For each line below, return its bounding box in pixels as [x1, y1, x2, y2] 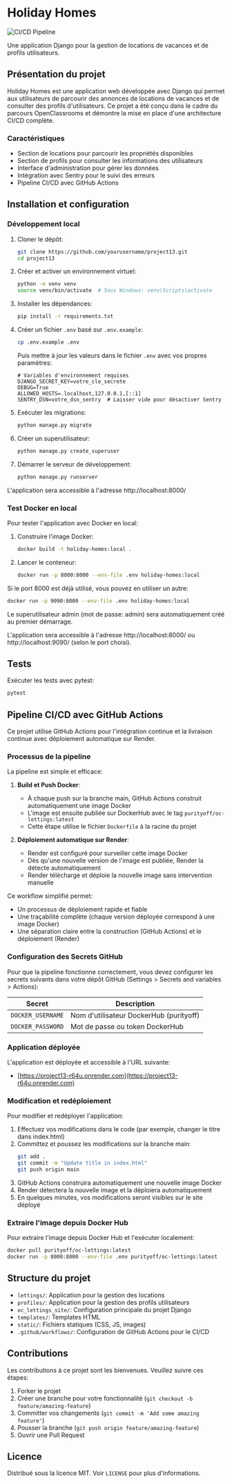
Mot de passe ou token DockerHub [70, 1022, 184, 1031]
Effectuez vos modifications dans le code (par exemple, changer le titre [17, 1125, 221, 1134]
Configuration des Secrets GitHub [7, 952, 123, 961]
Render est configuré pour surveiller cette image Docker [27, 849, 188, 858]
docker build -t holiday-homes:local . [17, 545, 133, 552]
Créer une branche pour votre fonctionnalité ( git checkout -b [17, 1394, 193, 1402]
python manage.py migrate [17, 422, 92, 429]
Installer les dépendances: [17, 299, 93, 308]
